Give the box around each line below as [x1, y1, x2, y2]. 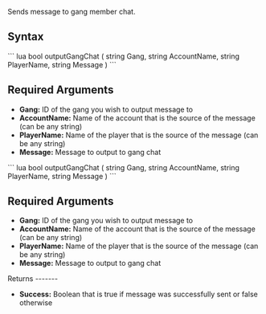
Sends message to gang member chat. [7, 7, 136, 16]
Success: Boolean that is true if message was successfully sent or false [18, 289, 259, 300]
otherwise [18, 298, 53, 308]
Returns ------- [7, 274, 58, 283]
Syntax [7, 30, 44, 43]
